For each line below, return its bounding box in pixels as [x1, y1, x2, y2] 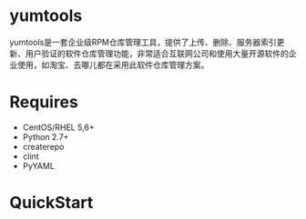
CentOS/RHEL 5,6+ [22, 122, 96, 133]
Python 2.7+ [22, 131, 69, 142]
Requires [9, 92, 79, 113]
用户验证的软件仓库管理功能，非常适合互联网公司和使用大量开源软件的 [25, 47, 289, 59]
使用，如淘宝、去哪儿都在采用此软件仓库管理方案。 [16, 59, 209, 70]
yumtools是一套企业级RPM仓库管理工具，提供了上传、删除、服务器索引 [9, 36, 278, 47]
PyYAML [22, 160, 55, 171]
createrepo [22, 141, 65, 152]
